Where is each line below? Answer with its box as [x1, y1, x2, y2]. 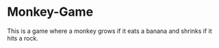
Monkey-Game [7, 4, 94, 20]
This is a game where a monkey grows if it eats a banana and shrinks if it [7, 27, 212, 35]
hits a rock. [7, 34, 39, 42]
